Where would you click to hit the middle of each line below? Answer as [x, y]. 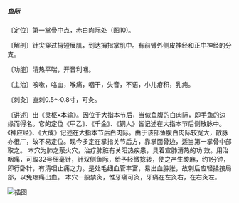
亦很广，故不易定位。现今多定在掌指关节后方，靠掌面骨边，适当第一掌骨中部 [119, 141]
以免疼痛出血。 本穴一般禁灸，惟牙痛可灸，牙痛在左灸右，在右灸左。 [120, 177]
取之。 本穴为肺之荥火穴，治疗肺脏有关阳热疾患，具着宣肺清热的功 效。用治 [118, 150]
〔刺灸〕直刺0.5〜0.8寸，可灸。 [54, 99]
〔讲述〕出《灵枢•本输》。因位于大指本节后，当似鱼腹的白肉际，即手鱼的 [113, 115]
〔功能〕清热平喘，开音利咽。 [51, 69]
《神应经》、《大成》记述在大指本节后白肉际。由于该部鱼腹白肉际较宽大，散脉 [118, 132]
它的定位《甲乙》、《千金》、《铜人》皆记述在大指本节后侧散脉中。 [132, 123]
